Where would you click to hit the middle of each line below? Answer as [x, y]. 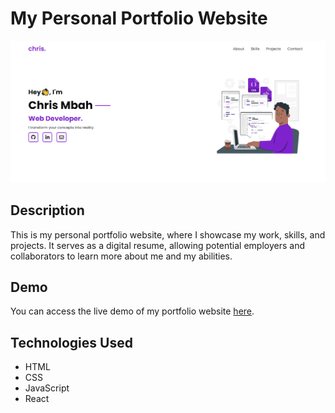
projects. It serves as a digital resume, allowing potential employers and [157, 245]
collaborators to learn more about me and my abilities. [121, 256]
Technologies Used [71, 342]
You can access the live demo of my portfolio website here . [132, 311]
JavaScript [47, 388]
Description [47, 210]
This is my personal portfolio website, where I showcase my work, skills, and [168, 234]
